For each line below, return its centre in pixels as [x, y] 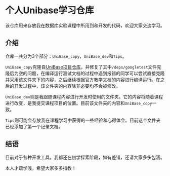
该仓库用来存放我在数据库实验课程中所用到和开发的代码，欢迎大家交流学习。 [85, 25]
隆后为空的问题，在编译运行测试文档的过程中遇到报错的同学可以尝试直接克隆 [85, 73]
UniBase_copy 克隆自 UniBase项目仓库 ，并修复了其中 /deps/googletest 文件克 [83, 67]
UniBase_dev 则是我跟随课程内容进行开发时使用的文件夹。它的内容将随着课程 [84, 96]
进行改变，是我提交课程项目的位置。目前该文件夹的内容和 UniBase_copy [79, 103]
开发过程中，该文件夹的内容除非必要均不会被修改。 [67, 86]
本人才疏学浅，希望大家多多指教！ [41, 168]
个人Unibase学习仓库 [50, 10]
